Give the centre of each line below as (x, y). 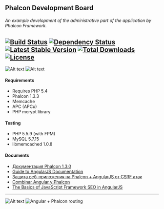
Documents (17, 155)
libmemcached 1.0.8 (32, 144)
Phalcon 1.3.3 (25, 96)
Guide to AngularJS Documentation (48, 171)
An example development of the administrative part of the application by (78, 20)
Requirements (20, 80)
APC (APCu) (24, 106)
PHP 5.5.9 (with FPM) (33, 134)
